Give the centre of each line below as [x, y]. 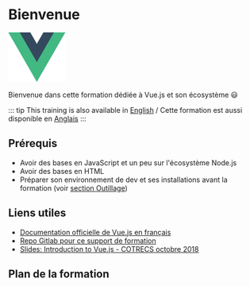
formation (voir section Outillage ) [74, 187]
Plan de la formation [59, 274]
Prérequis [33, 143]
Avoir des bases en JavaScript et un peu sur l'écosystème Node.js [128, 162]
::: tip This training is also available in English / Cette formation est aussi [125, 110]
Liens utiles [37, 213]
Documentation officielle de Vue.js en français [95, 232]
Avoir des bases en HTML [62, 171]
